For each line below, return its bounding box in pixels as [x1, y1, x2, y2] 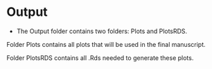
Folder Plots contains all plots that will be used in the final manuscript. [6, 40, 206, 48]
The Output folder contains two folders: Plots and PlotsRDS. [16, 27, 188, 35]
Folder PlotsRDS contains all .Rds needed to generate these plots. [6, 53, 194, 62]
